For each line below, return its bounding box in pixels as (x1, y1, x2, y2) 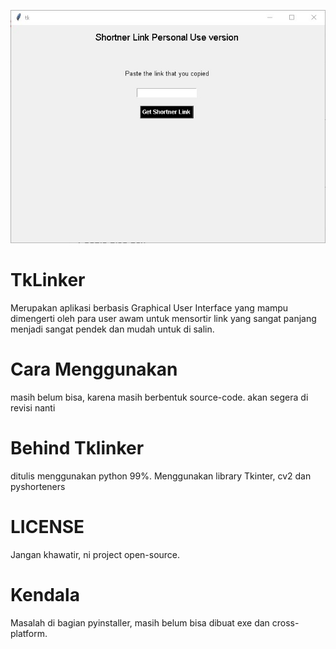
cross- (271, 616, 300, 629)
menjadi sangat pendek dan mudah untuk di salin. (10, 323, 215, 335)
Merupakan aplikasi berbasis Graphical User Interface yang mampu (10, 302, 289, 314)
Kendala (10, 584, 80, 607)
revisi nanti (10, 402, 56, 414)
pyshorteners (10, 480, 66, 492)
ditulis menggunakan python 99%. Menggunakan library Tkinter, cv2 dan (10, 470, 312, 482)
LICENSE (10, 516, 85, 539)
